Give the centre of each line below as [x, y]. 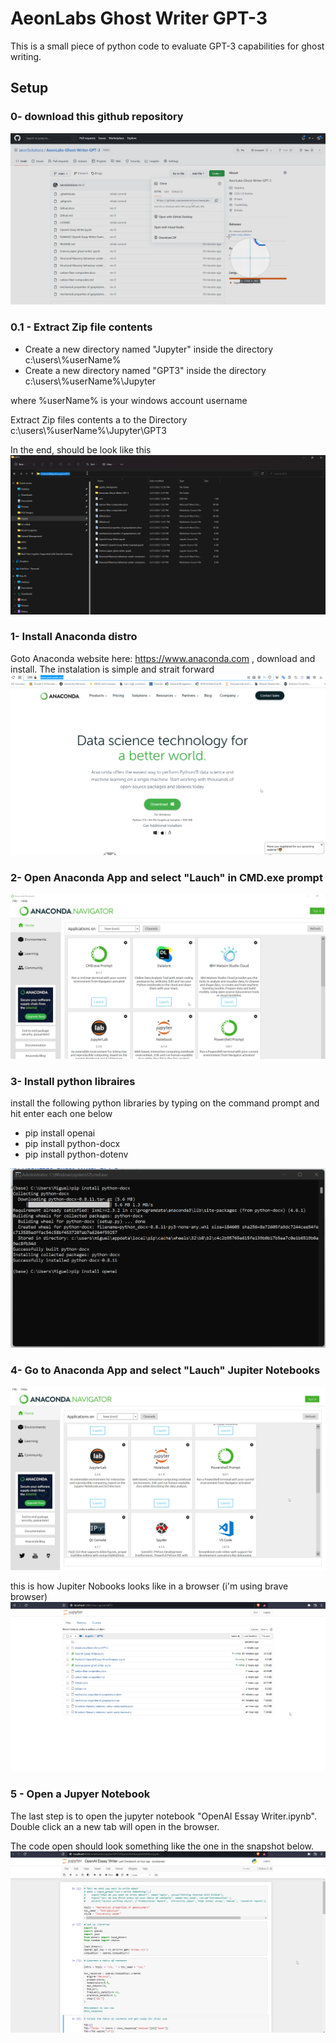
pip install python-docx [72, 1144]
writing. [26, 56]
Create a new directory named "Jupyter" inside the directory [149, 349]
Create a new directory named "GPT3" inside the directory [145, 370]
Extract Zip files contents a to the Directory [99, 419]
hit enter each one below [61, 1114]
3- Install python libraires [73, 1081]
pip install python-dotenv [76, 1154]
